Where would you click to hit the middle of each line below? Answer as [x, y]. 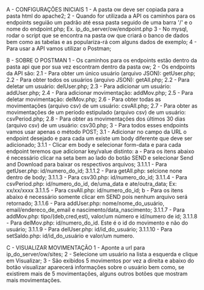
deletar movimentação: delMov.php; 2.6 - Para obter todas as [84, 99]
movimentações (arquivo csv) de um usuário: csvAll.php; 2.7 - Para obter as [102, 106]
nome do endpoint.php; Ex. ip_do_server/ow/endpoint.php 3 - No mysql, [97, 29]
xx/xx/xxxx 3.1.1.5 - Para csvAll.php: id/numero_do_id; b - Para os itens [95, 190]
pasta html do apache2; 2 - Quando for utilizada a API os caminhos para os [101, 16]
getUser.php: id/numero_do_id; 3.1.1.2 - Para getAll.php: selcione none [94, 171]
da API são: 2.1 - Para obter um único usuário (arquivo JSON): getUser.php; [101, 73]
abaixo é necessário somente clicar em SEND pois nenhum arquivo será [97, 197]
